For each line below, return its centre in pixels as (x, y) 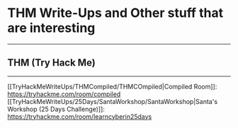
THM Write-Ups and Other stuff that (115, 13)
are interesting (51, 28)
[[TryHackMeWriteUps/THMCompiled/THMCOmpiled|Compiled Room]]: (112, 86)
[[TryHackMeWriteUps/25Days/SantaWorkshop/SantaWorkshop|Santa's (113, 101)
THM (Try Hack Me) (51, 63)
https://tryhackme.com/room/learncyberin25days (80, 116)
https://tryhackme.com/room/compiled (64, 94)
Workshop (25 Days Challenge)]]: (56, 109)
